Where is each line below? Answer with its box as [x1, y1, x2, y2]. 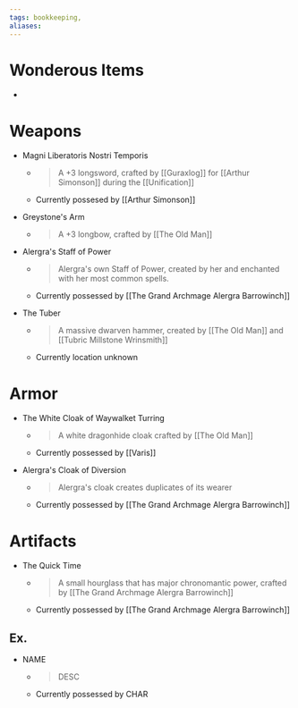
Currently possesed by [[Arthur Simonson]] [35, 194, 196, 206]
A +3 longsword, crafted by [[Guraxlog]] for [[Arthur [57, 167, 251, 179]
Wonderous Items [9, 60, 145, 80]
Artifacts [9, 531, 77, 551]
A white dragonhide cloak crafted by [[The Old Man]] [57, 430, 253, 441]
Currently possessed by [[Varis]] [35, 448, 157, 459]
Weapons [9, 121, 82, 141]
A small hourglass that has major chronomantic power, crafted [57, 577, 287, 588]
